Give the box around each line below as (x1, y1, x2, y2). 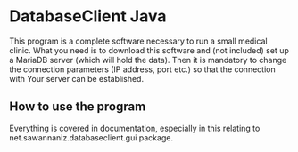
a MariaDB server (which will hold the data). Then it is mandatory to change (9, 54, 287, 65)
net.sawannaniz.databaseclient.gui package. (9, 132, 174, 143)
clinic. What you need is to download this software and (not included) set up (9, 44, 290, 55)
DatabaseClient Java (9, 6, 167, 27)
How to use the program (9, 100, 146, 115)
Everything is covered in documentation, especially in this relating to (9, 123, 261, 133)
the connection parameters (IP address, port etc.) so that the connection (9, 64, 276, 75)
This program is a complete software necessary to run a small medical (9, 36, 268, 46)
